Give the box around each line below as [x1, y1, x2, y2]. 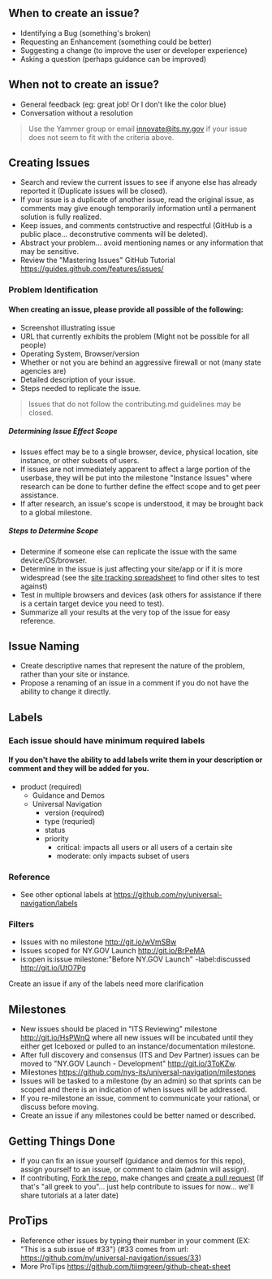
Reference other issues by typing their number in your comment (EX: [19, 1235, 250, 1245]
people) [19, 339, 46, 349]
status [44, 825, 66, 834]
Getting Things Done [8, 1134, 115, 1148]
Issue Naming [8, 639, 80, 653]
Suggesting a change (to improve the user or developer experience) [19, 45, 248, 55]
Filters [8, 919, 35, 931]
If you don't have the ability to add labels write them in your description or [8, 755, 263, 764]
